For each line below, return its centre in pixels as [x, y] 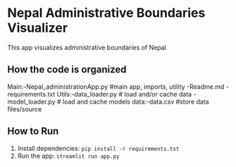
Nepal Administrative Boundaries [106, 13]
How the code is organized [67, 69]
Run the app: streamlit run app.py [68, 156]
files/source [25, 109]
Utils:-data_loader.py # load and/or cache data [124, 94]
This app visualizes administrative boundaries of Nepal [87, 47]
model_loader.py [31, 101]
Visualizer [38, 28]
